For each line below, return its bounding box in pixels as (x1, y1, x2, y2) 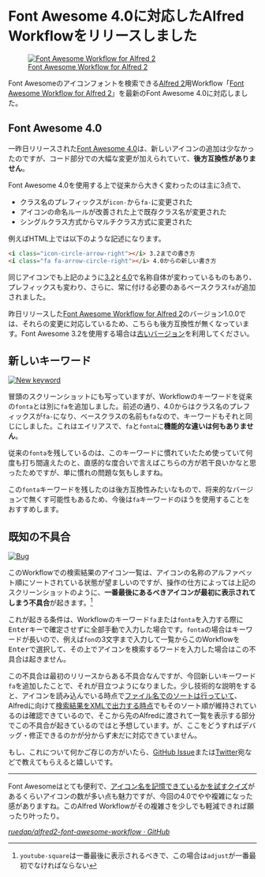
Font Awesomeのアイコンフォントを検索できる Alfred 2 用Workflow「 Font (8, 78, 244, 88)
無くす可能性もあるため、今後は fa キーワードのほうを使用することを (28, 495, 251, 504)
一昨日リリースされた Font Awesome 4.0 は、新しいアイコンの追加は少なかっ (8, 143, 255, 153)
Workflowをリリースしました (8, 27, 197, 45)
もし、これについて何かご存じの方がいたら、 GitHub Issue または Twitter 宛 (8, 747, 245, 757)
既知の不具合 (8, 530, 71, 543)
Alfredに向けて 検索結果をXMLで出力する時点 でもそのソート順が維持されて (8, 700, 250, 710)
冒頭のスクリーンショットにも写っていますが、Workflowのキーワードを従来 (8, 392, 253, 401)
